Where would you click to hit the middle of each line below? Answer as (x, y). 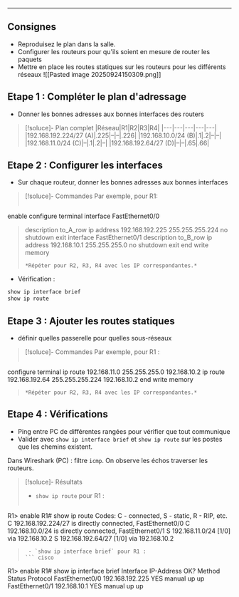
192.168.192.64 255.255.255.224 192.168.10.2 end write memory (100, 379)
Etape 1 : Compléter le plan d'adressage (97, 97)
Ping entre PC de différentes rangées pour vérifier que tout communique (124, 431)
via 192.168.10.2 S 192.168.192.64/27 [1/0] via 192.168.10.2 (91, 538)
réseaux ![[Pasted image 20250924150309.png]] (89, 74)
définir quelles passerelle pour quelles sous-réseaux (95, 338)
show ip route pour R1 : (70, 495)
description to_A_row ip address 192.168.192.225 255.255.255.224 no (126, 230)
